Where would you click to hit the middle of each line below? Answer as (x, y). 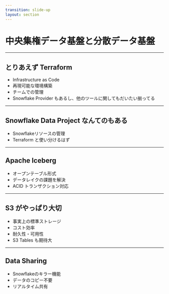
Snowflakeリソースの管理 (39, 133)
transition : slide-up (28, 10)
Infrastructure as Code (36, 80)
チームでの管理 (28, 92)
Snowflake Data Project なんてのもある (66, 121)
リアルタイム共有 (30, 286)
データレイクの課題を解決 (39, 180)
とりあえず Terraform (39, 67)
